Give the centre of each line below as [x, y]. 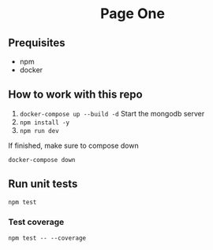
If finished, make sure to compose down [74, 145]
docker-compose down [42, 160]
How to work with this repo [76, 95]
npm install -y [45, 123]
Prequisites [37, 43]
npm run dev [39, 131]
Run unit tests [43, 184]
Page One [133, 14]
